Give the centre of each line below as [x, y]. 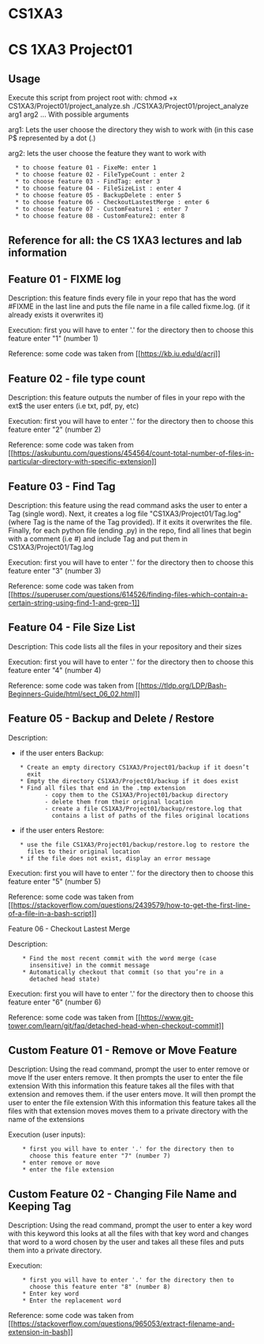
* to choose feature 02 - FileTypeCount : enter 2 [100, 175]
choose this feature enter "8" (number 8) [100, 1287]
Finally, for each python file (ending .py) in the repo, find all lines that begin [130, 531]
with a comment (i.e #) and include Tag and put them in [98, 539]
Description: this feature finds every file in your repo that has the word [122, 298]
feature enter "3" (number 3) [55, 571]
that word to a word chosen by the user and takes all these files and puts [126, 1242]
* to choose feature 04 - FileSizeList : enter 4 [98, 189]
